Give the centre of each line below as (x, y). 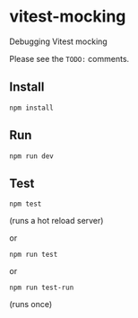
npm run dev (31, 156)
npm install (31, 108)
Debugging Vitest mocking (58, 41)
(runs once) (31, 305)
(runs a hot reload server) (56, 221)
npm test (26, 204)
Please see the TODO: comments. (69, 58)
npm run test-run (42, 288)
